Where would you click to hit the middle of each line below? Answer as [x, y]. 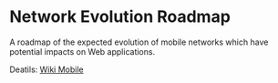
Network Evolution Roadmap [120, 17]
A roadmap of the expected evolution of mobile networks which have [139, 42]
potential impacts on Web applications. [82, 51]
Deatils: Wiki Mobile [46, 69]
